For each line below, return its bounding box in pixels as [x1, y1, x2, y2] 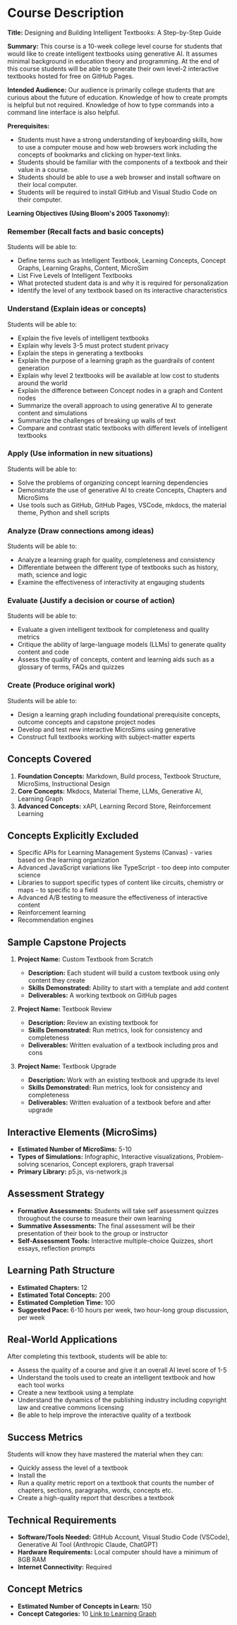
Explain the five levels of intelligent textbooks [17, 334, 150, 342]
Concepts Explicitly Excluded [7, 829, 139, 841]
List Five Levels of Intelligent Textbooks [17, 272, 133, 280]
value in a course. [17, 165, 70, 174]
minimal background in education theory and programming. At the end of [7, 56, 220, 65]
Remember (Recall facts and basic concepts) [7, 226, 164, 236]
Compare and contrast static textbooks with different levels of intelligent [17, 423, 228, 432]
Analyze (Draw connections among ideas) [7, 525, 154, 535]
